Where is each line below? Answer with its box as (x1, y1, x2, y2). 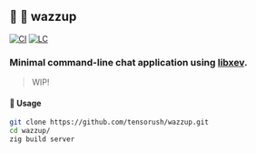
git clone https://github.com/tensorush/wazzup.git (9, 117, 209, 127)
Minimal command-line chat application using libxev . (9, 56, 248, 68)
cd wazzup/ (9, 127, 51, 136)
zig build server (9, 135, 75, 144)
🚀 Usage (9, 97, 42, 108)
